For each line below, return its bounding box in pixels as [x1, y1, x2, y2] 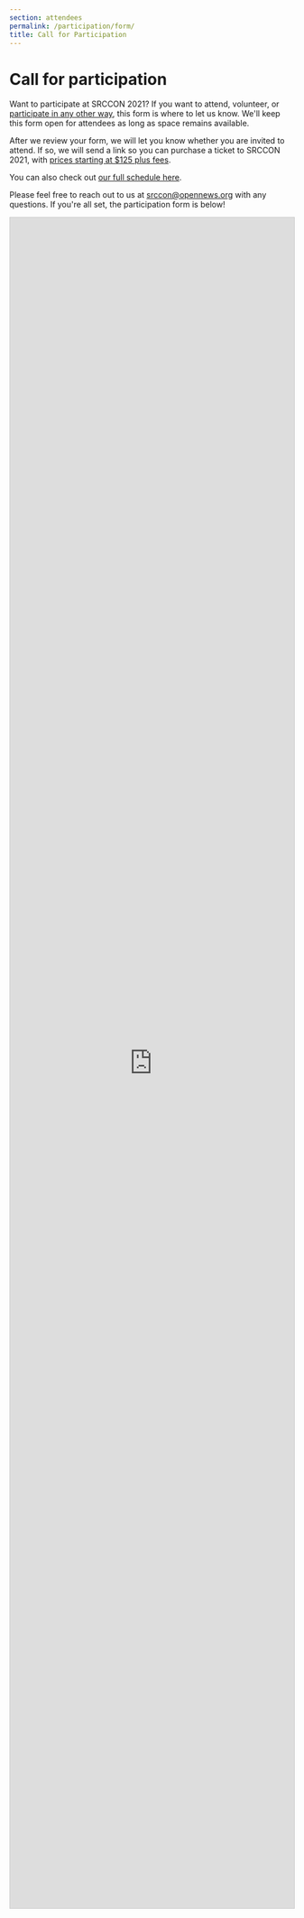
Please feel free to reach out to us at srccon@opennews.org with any [9, 190, 267, 200]
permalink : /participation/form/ [9, 22, 135, 31]
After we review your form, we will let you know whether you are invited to [9, 135, 285, 146]
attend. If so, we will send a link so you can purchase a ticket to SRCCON [9, 145, 281, 156]
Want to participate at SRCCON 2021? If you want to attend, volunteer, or [9, 98, 280, 109]
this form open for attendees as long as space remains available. [9, 118, 250, 129]
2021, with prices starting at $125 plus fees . [9, 154, 171, 165]
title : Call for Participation [9, 30, 127, 39]
